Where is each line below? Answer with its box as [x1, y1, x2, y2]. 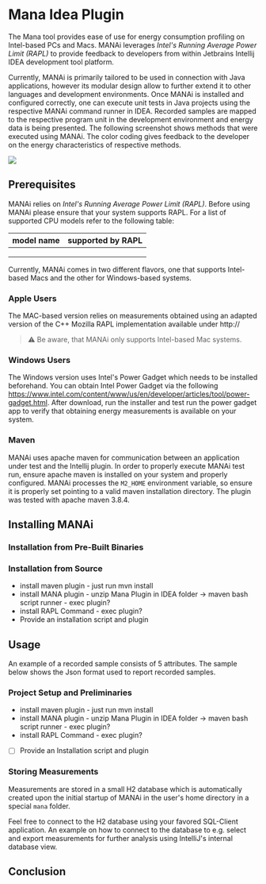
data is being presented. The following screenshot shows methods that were [8, 123, 258, 133]
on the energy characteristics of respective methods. [8, 140, 182, 149]
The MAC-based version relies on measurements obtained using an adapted [8, 311, 257, 321]
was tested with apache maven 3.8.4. [8, 495, 131, 504]
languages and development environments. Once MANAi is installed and [8, 89, 244, 98]
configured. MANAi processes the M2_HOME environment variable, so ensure [8, 478, 253, 488]
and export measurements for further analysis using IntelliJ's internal [8, 833, 234, 843]
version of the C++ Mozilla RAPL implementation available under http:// [8, 319, 240, 329]
